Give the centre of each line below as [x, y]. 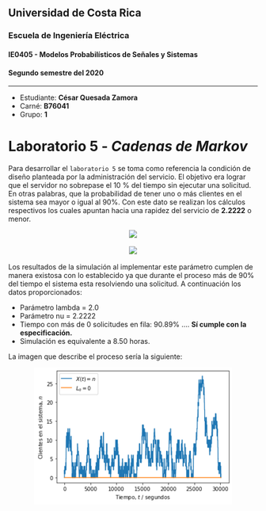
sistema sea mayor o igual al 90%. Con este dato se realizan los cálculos [127, 202]
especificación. [46, 333]
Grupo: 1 [33, 115]
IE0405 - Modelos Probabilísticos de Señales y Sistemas [103, 54]
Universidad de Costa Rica [75, 13]
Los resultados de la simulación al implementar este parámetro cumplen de [131, 267]
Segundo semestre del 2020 [56, 72]
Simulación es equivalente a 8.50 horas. [85, 341]
